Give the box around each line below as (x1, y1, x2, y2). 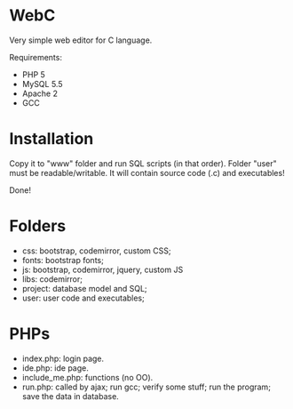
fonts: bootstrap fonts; (21, 254, 104, 265)
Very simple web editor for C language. (9, 35, 153, 45)
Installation (9, 129, 94, 149)
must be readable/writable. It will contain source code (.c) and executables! (9, 167, 286, 178)
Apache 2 (21, 88, 58, 99)
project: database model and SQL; (21, 283, 148, 293)
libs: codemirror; (21, 273, 83, 285)
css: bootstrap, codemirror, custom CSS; (21, 245, 171, 256)
